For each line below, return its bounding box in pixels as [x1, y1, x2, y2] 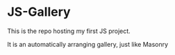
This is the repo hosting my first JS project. [7, 27, 131, 35]
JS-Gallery [7, 4, 71, 20]
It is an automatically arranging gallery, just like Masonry [7, 40, 169, 48]
